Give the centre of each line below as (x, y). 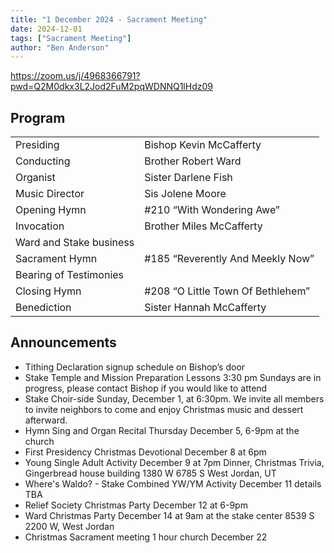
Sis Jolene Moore (185, 194)
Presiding (37, 145)
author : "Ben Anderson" (60, 47)
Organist (35, 178)
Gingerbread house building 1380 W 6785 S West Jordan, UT (150, 473)
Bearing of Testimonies (70, 275)
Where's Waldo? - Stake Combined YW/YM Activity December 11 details (173, 483)
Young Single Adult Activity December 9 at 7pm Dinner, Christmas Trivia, (174, 462)
